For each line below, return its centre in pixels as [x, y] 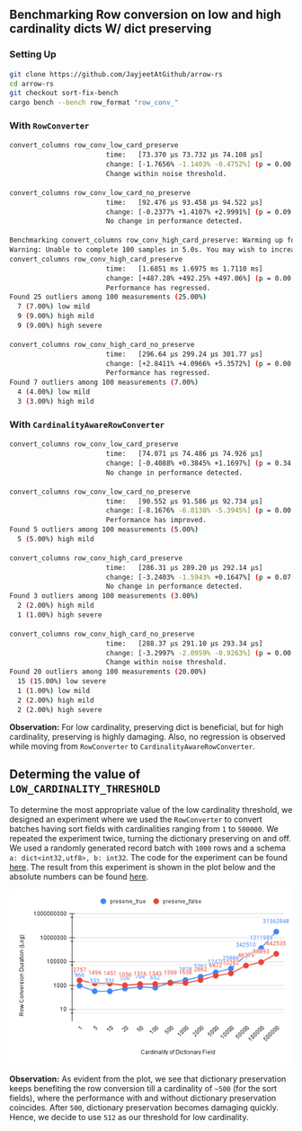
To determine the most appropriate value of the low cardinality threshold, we [151, 810]
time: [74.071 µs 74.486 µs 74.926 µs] [184, 454]
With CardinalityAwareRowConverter [87, 424]
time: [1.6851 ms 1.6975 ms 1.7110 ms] [184, 269]
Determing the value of [75, 775]
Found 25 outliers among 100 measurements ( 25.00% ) [108, 297]
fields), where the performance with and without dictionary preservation [143, 1098]
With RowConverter [49, 126]
